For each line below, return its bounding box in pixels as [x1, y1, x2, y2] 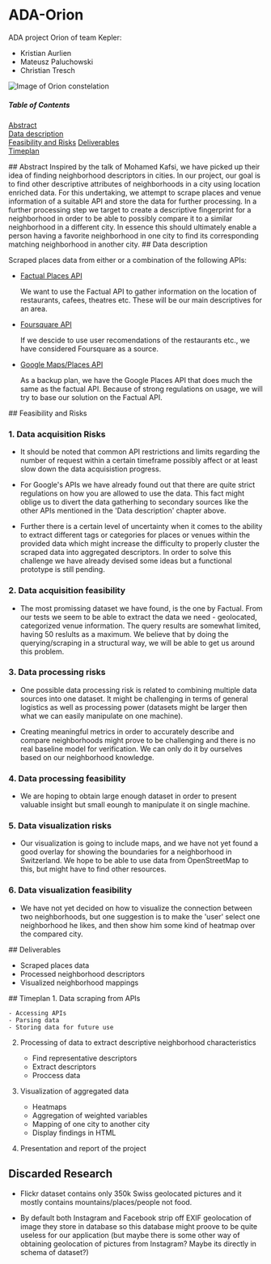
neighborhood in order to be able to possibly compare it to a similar [8, 213, 233, 223]
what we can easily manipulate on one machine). [19, 711, 184, 720]
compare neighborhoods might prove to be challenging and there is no [19, 735, 256, 745]
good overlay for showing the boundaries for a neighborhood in [19, 847, 232, 857]
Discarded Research [8, 1167, 113, 1181]
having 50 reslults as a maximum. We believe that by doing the [19, 629, 229, 638]
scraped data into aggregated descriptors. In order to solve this [19, 548, 232, 557]
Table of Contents [8, 100, 70, 110]
